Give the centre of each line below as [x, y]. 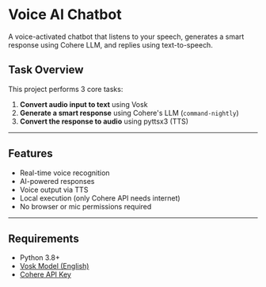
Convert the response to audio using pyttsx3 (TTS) [104, 121]
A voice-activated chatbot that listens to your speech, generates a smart [126, 36]
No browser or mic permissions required [85, 206]
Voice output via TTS [54, 189]
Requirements [44, 238]
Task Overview [46, 70]
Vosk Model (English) [54, 266]
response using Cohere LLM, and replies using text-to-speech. [111, 44]
